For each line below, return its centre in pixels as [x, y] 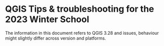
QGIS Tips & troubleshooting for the [80, 9]
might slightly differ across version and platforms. [56, 38]
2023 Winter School [47, 19]
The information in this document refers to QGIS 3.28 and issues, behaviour [82, 33]
